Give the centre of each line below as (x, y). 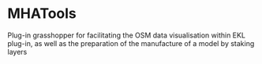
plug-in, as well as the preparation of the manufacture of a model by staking (131, 43)
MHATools (42, 14)
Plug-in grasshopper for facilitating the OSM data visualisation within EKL (127, 35)
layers (17, 52)
